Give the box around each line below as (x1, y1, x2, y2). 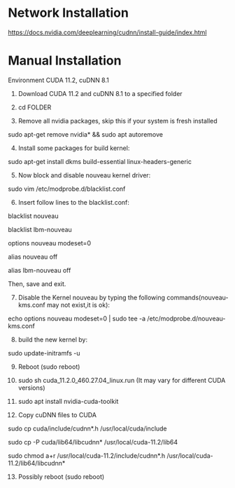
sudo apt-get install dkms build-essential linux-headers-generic (8, 157, 192, 165)
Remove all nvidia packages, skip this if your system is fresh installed (17, 116, 218, 125)
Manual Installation (8, 53, 122, 69)
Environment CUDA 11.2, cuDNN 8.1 (8, 76, 109, 84)
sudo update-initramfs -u (8, 348, 80, 357)
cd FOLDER (17, 103, 52, 111)
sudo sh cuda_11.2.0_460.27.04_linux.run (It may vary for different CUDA (17, 376, 226, 384)
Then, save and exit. (8, 279, 66, 288)
